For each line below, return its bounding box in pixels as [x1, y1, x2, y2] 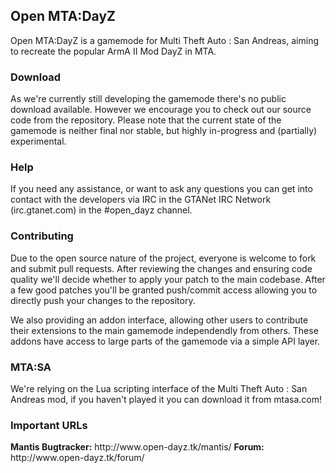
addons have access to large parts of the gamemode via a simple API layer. [10, 335, 321, 347]
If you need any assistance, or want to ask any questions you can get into [10, 183, 313, 195]
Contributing [10, 229, 74, 243]
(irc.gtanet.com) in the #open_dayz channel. [10, 204, 193, 216]
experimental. [10, 135, 67, 148]
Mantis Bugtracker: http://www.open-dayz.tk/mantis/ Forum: [10, 441, 265, 453]
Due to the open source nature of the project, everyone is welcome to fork [10, 252, 317, 264]
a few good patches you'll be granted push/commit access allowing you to [10, 284, 318, 296]
